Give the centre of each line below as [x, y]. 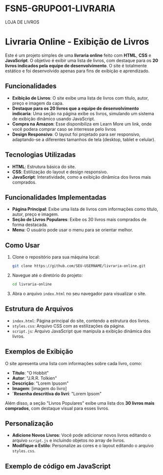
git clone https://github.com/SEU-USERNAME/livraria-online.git [79, 266]
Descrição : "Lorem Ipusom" [41, 383]
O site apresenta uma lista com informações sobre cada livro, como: [74, 363]
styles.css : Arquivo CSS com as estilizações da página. [69, 326]
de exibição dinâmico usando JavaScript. [53, 119]
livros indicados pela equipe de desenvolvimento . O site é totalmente [76, 65]
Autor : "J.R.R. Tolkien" [34, 378]
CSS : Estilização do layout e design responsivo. [60, 172]
